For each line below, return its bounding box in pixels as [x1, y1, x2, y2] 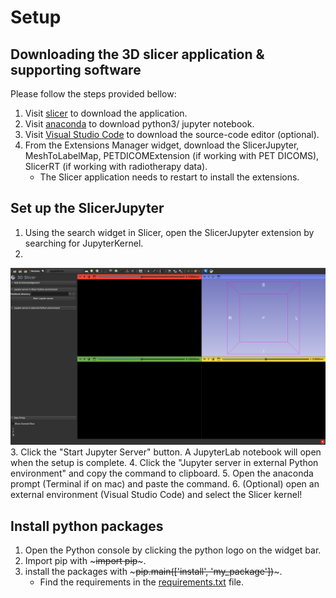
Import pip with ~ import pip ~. [24, 555, 147, 567]
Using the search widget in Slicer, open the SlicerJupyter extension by [24, 226, 315, 238]
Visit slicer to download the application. [24, 107, 188, 119]
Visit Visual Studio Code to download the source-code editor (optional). [24, 129, 320, 140]
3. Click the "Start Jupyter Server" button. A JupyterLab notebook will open [10, 446, 322, 458]
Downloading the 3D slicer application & [10, 46, 265, 63]
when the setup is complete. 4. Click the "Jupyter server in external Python [10, 457, 319, 469]
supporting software [10, 61, 142, 78]
